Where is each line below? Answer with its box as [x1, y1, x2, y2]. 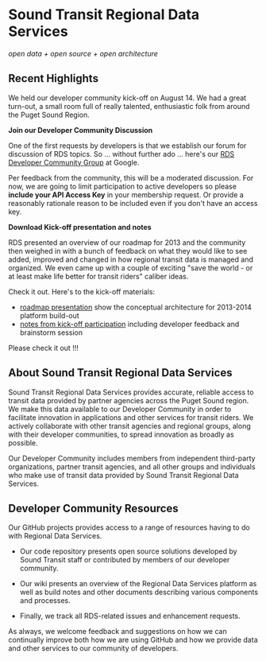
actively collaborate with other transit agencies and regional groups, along [8, 421, 252, 430]
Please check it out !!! [8, 343, 79, 352]
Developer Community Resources [8, 501, 179, 515]
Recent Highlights [8, 72, 99, 85]
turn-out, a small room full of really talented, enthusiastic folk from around [8, 101, 250, 111]
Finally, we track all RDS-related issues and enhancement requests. [19, 611, 241, 621]
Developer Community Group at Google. [8, 157, 140, 167]
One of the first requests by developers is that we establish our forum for [8, 141, 247, 150]
